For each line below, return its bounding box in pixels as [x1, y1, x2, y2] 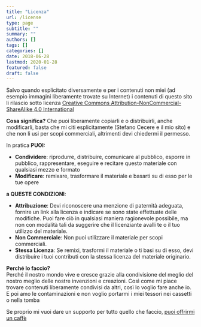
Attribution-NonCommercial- [110, 100, 181, 107]
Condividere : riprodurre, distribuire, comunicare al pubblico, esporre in [14, 154, 191, 161]
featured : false [6, 64, 47, 71]
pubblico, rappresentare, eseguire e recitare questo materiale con [14, 160, 178, 167]
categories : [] [6, 48, 44, 54]
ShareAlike [6, 106, 33, 113]
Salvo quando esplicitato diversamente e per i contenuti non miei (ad [6, 86, 175, 94]
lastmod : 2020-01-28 [6, 59, 58, 65]
